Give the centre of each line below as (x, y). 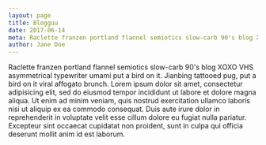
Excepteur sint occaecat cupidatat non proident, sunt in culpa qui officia (125, 126)
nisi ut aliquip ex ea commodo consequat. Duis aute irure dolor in (114, 109)
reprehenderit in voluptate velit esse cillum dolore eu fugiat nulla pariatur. (127, 117)
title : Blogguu (33, 23)
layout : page (30, 15)
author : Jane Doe (37, 45)
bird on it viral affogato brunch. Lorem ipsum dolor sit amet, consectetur (125, 84)
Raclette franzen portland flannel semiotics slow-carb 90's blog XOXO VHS (131, 67)
